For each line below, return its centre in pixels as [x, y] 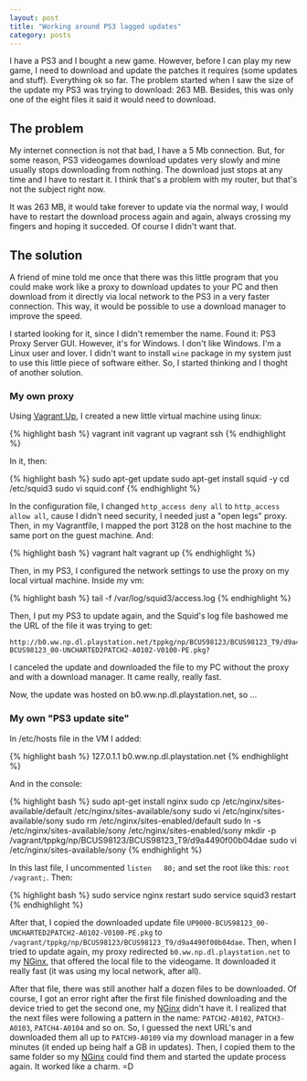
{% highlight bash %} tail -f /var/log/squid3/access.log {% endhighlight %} [151, 599]
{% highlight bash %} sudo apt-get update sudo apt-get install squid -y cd [149, 479]
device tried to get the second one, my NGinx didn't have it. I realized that [148, 1008]
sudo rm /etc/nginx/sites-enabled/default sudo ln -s [164, 821]
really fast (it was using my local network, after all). [106, 970]
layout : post [34, 18]
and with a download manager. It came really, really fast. [116, 677]
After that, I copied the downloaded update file [97, 922]
